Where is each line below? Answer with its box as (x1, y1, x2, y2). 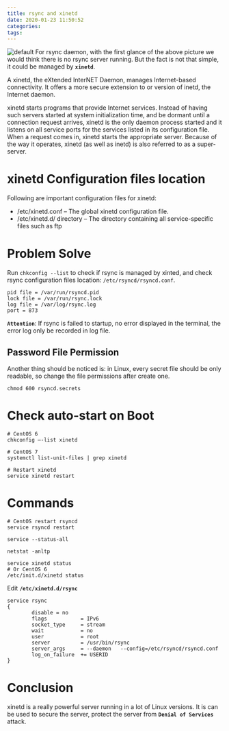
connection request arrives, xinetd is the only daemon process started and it (7, 118, 222, 127)
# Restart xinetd (7, 466, 57, 473)
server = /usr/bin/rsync (31, 639, 130, 646)
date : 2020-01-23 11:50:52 (7, 16, 84, 23)
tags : (7, 29, 23, 36)
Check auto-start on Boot (7, 408, 154, 424)
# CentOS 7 (7, 448, 38, 455)
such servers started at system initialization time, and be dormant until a (7, 111, 211, 119)
